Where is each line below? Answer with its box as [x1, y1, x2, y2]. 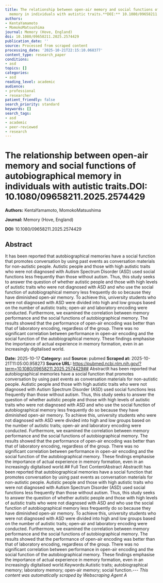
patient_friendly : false [5, 98, 55, 103]
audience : [5, 84, 25, 89]
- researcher [5, 93, 32, 98]
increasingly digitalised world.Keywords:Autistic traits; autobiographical [5, 562, 148, 567]
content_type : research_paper [5, 52, 66, 57]
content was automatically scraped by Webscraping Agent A [5, 572, 127, 578]
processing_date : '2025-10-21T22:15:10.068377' [5, 48, 103, 52]
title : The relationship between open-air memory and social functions [5, 7, 153, 12]
